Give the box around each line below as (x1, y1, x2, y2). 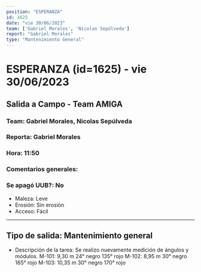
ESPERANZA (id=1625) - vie (6, 62, 147, 76)
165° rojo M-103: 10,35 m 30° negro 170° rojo (14, 259, 126, 267)
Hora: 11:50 (6, 149, 40, 158)
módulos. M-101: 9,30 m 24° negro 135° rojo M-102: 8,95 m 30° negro (14, 253, 187, 260)
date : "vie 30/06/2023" (6, 20, 66, 26)
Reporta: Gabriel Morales (6, 133, 81, 141)
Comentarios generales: (6, 165, 78, 174)
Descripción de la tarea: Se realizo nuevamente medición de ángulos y (14, 246, 189, 253)
